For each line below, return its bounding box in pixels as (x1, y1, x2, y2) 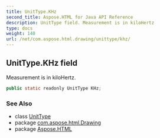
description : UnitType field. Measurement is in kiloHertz (6, 20, 155, 25)
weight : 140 (6, 31, 35, 37)
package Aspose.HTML (14, 125, 73, 132)
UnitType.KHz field (6, 58, 78, 68)
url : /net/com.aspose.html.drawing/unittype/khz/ (6, 36, 131, 42)
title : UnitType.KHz (6, 8, 57, 15)
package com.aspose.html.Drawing (14, 119, 102, 126)
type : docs (6, 25, 33, 31)
